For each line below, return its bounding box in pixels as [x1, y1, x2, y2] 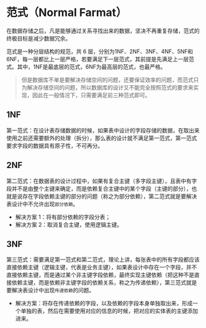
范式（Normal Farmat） [6, 6, 128, 20]
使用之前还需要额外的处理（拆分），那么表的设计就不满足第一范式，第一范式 [6, 134, 197, 142]
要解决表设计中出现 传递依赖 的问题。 [6, 286, 95, 294]
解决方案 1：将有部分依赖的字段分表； [15, 213, 111, 221]
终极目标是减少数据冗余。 [6, 34, 71, 42]
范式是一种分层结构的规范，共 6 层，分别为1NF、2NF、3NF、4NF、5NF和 [6, 47, 193, 55]
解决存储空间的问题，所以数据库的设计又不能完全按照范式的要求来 [26, 83, 194, 91]
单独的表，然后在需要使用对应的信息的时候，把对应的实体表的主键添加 [20, 307, 198, 315]
